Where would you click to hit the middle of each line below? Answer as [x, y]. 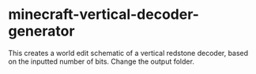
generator [41, 31]
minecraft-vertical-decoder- [104, 15]
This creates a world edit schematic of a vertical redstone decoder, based [128, 53]
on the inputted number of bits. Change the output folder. [102, 61]
